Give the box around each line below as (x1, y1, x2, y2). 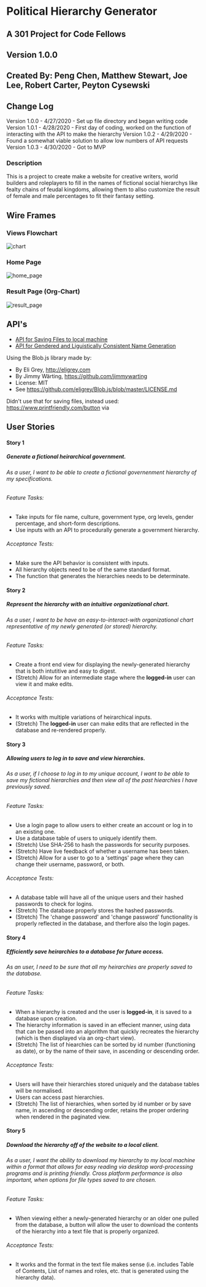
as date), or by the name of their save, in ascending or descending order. (15, 1047, 200, 1055)
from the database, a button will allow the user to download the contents (15, 1221, 199, 1228)
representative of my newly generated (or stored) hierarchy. (6, 622, 158, 630)
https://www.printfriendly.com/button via (6, 404, 109, 411)
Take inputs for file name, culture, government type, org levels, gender (15, 513, 194, 520)
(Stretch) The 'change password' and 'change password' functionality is (15, 913, 198, 921)
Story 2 (6, 586, 26, 594)
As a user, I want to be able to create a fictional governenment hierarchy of (6, 469, 197, 476)
